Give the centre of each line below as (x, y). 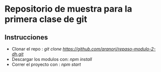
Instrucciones (26, 37)
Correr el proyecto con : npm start (46, 64)
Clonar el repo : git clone (37, 49)
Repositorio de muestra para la (68, 9)
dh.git (18, 54)
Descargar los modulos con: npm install (52, 59)
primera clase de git (46, 19)
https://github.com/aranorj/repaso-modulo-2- (109, 49)
